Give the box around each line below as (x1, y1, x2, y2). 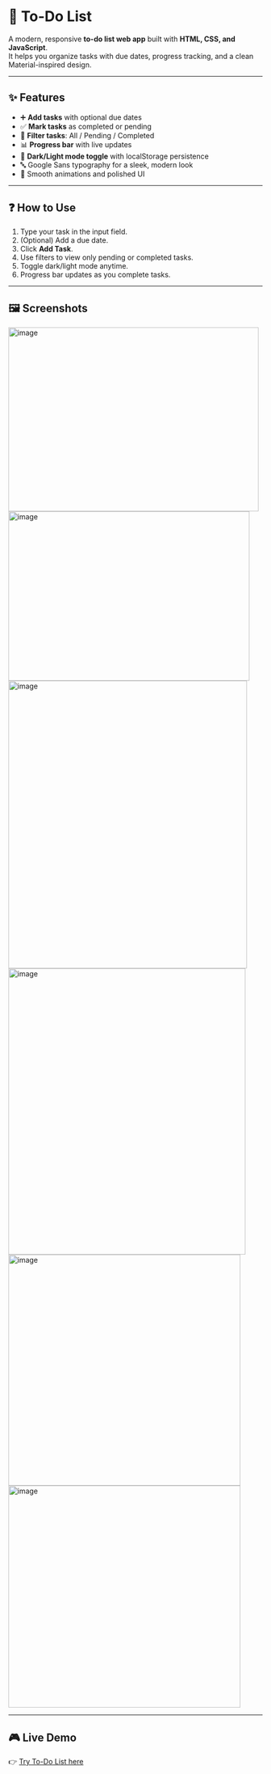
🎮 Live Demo (8, 1730, 77, 1744)
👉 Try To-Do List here (8, 1757, 84, 1767)
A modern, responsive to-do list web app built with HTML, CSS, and (8, 34, 236, 44)
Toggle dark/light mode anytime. (19, 260, 129, 270)
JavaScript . (8, 42, 48, 52)
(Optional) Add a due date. (19, 235, 109, 245)
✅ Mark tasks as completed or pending (19, 121, 152, 131)
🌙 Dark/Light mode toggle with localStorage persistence (19, 151, 210, 161)
